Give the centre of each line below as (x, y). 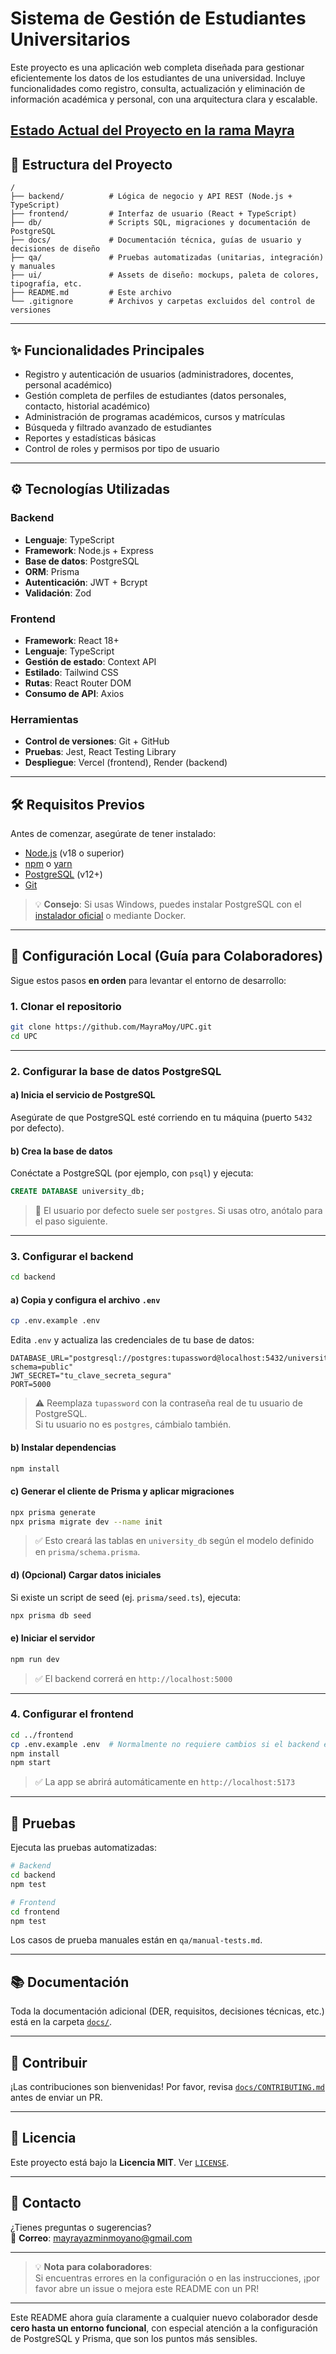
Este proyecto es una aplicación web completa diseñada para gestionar (157, 67)
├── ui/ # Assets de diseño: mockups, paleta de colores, (165, 275)
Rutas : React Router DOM (78, 683)
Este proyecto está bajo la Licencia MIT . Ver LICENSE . (120, 2162)
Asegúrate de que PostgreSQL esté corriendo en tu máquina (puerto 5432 (161, 1118)
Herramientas (44, 719)
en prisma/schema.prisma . (87, 1552)
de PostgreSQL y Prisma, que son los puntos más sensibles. (134, 2338)
